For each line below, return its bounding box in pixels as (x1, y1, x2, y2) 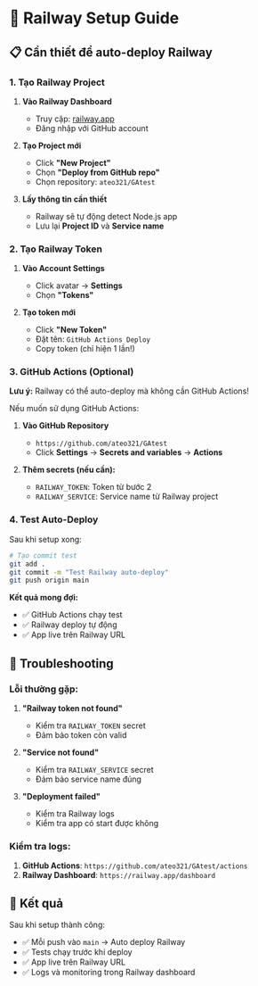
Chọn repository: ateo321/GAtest (35, 176, 156, 186)
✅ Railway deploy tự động (21, 619, 117, 630)
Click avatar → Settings (35, 280, 123, 291)
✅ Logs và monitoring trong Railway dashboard (21, 967, 196, 978)
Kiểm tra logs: (9, 840, 71, 852)
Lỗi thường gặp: (9, 683, 78, 695)
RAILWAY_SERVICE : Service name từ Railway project (35, 491, 219, 502)
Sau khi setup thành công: (9, 919, 105, 931)
